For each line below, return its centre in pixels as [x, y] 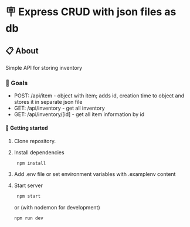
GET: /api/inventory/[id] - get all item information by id [79, 114]
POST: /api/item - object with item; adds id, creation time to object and [99, 96]
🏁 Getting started [27, 128]
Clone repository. [35, 141]
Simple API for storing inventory [44, 68]
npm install [31, 163]
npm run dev [28, 218]
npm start [29, 196]
